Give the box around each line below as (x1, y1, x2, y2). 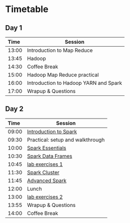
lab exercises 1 (27, 161, 63, 168)
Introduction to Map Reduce (27, 47, 93, 54)
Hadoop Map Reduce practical (27, 71, 99, 78)
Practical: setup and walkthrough (27, 136, 105, 143)
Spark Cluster (27, 169, 60, 176)
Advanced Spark (27, 177, 67, 184)
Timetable (5, 4, 49, 15)
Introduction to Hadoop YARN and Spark (27, 79, 122, 86)
